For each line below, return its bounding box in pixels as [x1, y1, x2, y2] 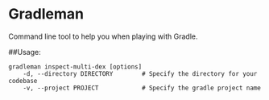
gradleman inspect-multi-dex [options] [8, 62, 143, 71]
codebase [8, 77, 38, 85]
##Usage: [8, 47, 42, 56]
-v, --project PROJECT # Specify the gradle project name [23, 84, 262, 92]
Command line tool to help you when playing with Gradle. [8, 31, 198, 41]
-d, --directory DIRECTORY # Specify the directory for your [23, 69, 258, 77]
